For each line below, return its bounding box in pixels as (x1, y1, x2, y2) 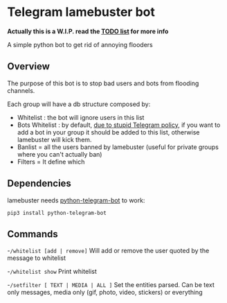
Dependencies (7, 178, 71, 189)
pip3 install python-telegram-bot (7, 209, 107, 216)
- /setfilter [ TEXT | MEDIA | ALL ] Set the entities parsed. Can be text (7, 281, 215, 289)
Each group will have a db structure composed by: (7, 100, 151, 108)
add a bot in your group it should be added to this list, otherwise (17, 128, 200, 136)
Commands (7, 228, 59, 240)
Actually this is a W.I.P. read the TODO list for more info (7, 27, 169, 35)
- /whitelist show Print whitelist (7, 268, 97, 276)
